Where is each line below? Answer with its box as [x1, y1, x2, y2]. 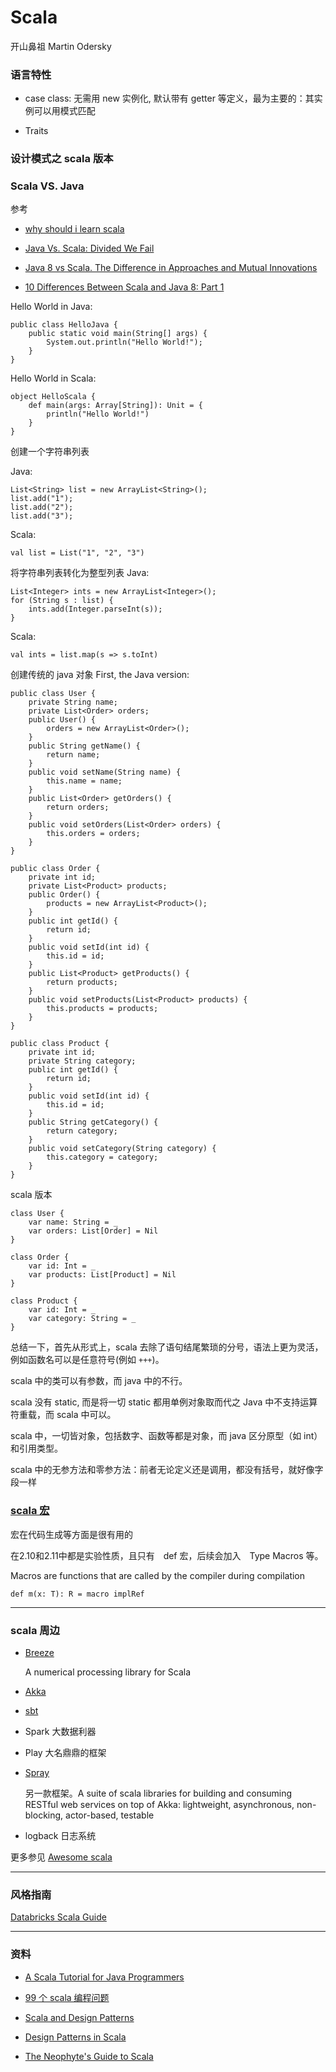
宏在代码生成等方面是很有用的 [10, 1528, 133, 1540]
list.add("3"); [10, 511, 74, 521]
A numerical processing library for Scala [24, 1666, 192, 1678]
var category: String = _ [28, 1314, 137, 1324]
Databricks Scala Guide [10, 1911, 107, 1923]
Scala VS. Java [10, 179, 85, 193]
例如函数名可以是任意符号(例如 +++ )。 [10, 1354, 165, 1366]
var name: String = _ [28, 1217, 118, 1228]
